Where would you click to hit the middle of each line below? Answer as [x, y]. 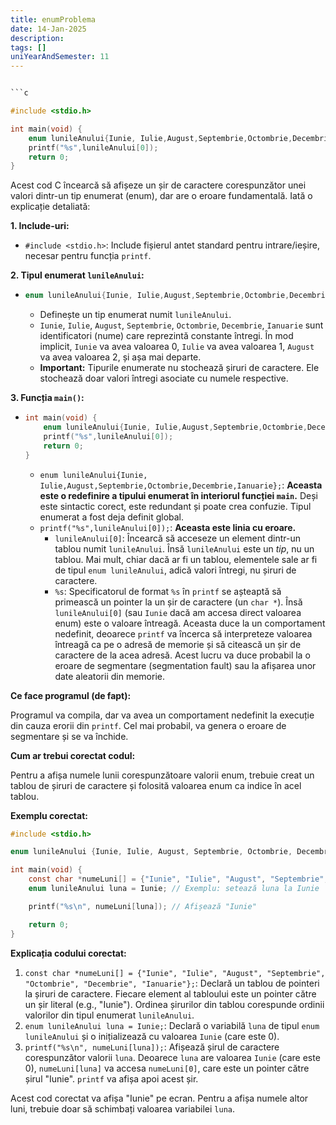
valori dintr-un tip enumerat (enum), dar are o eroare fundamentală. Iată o [161, 196]
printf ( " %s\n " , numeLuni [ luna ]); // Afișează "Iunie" [142, 906]
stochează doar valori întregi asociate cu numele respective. [164, 378]
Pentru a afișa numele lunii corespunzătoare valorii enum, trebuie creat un [162, 775]
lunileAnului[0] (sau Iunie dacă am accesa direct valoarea [178, 612]
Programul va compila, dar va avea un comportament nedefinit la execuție [162, 715]
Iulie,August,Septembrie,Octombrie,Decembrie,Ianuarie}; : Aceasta [181, 485]
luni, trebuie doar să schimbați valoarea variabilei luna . [123, 1108]
